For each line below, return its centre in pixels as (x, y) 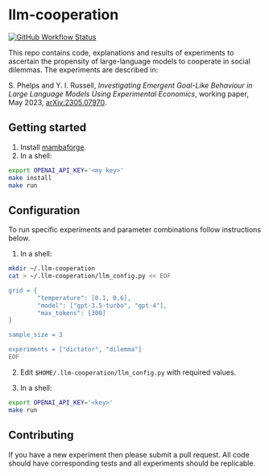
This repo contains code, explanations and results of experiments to (121, 52)
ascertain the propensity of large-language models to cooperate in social (130, 61)
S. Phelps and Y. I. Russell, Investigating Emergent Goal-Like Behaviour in (130, 85)
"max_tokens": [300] (72, 313)
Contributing (41, 435)
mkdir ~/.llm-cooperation (52, 269)
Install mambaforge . (53, 147)
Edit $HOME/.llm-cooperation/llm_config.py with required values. (128, 372)
